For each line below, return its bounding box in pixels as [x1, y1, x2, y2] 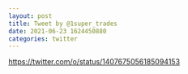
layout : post [8, 11, 53, 20]
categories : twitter [8, 34, 79, 43]
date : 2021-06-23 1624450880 [8, 27, 107, 35]
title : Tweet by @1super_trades [8, 20, 117, 28]
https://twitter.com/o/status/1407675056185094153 [8, 57, 181, 67]
